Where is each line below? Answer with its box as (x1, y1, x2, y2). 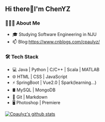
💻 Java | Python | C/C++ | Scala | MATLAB (12, 66, 100, 72)
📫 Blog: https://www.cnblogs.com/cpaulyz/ (12, 39, 100, 44)
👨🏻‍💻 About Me (5, 20, 40, 27)
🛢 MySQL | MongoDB (12, 87, 55, 93)
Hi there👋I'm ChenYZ (5, 5, 71, 13)
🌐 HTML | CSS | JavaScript (12, 74, 68, 80)
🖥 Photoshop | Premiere (12, 99, 60, 105)
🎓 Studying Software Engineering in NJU (12, 31, 97, 37)
